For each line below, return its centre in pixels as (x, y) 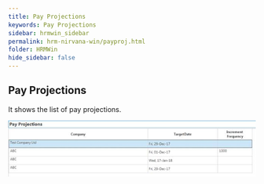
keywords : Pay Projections (52, 25)
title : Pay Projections (47, 16)
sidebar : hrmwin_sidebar (49, 33)
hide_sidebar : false (42, 58)
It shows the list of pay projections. (65, 109)
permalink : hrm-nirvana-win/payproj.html (77, 41)
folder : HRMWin (33, 50)
